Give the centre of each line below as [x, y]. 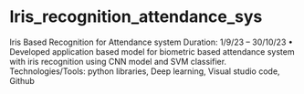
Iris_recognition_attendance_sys [136, 17]
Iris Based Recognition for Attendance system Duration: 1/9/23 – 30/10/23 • [152, 42]
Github [22, 80]
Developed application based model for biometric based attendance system [152, 51]
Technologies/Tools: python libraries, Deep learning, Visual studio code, [145, 71]
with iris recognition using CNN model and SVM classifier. [118, 61]
